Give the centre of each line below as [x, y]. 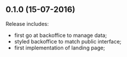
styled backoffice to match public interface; [68, 41]
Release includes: [27, 24]
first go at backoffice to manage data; [61, 35]
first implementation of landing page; [60, 48]
